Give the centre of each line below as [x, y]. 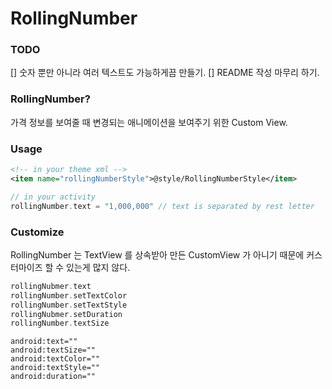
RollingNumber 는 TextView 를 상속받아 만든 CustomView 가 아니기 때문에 [157, 254]
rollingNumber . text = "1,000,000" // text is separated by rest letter [162, 206]
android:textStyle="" [55, 368]
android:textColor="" [55, 359]
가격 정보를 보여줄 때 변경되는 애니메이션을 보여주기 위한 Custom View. [149, 122]
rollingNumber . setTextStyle [69, 305]
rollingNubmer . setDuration [66, 314]
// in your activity [53, 197]
